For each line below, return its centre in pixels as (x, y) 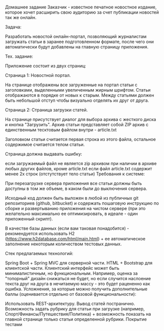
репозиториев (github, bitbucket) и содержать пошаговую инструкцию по (82, 203)
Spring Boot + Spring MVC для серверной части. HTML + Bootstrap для (79, 263)
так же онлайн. (21, 17)
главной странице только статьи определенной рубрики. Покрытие (76, 319)
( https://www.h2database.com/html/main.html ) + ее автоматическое (75, 239)
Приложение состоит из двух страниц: (46, 66)
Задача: (13, 27)
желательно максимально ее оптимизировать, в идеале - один (71, 213)
